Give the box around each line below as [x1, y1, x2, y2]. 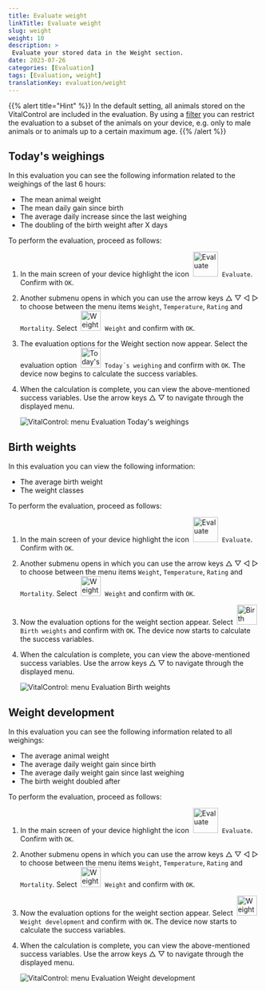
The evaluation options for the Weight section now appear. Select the [19, 339, 248, 348]
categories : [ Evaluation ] [8, 64, 94, 72]
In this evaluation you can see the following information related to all [8, 727, 232, 736]
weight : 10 [8, 34, 45, 42]
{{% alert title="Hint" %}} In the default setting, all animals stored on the [8, 101, 245, 111]
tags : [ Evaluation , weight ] [8, 71, 102, 79]
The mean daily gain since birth [19, 203, 124, 213]
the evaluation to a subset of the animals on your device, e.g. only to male [8, 118, 252, 127]
